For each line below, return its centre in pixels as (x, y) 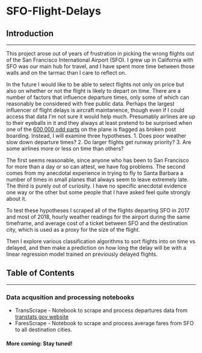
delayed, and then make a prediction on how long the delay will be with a (96, 248)
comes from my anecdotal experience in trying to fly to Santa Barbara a (95, 173)
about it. (17, 199)
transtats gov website (42, 317)
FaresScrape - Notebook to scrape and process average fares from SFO (104, 323)
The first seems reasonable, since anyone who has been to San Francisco (98, 160)
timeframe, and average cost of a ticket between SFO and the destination (97, 223)
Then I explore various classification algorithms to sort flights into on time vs (101, 241)
